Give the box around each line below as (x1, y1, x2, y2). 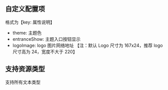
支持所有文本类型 (5, 79, 41, 85)
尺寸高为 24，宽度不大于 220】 (12, 48, 77, 54)
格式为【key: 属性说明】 (5, 19, 55, 25)
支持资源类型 (5, 65, 45, 73)
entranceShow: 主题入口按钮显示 (12, 36, 81, 42)
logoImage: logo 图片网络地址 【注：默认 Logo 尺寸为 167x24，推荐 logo (12, 42, 163, 48)
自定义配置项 (5, 5, 45, 14)
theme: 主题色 (12, 30, 42, 36)
